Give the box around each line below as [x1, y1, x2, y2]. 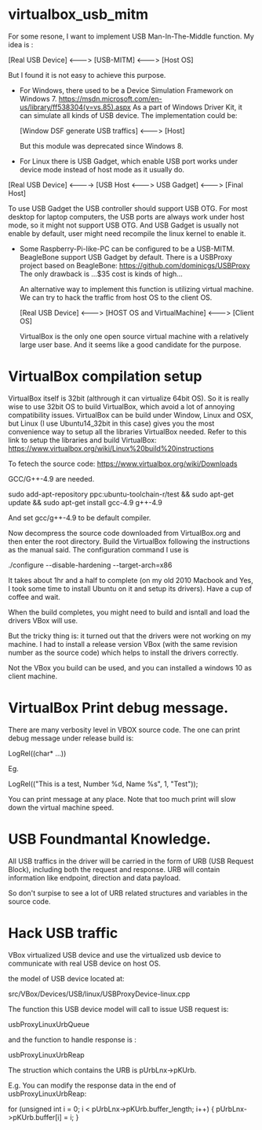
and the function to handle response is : [8, 1035, 137, 1044]
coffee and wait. [8, 592, 61, 601]
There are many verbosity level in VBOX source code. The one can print [8, 725, 241, 734]
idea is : [8, 39, 34, 49]
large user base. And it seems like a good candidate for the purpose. [19, 340, 242, 349]
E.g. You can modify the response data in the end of [8, 1080, 176, 1090]
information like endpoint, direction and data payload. [8, 873, 181, 882]
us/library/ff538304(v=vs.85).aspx [19, 102, 131, 112]
